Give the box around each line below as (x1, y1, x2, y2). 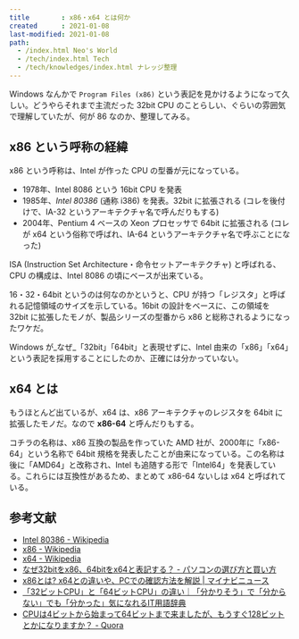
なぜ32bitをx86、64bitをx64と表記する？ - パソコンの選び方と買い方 (21, 564, 277, 575)
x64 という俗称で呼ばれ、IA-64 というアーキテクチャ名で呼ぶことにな (32, 229, 291, 240)
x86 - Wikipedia (21, 544, 81, 555)
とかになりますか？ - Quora (21, 620, 124, 631)
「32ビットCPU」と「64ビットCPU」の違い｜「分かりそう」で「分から (21, 586, 287, 597)
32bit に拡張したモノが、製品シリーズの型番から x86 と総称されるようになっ (9, 311, 291, 322)
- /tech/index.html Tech (17, 55, 110, 63)
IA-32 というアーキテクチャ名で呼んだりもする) (46, 206, 220, 217)
